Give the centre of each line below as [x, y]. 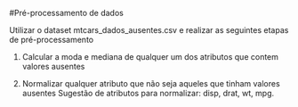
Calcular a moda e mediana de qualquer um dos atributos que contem [150, 57]
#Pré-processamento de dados [67, 13]
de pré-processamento [52, 40]
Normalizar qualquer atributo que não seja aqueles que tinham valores [151, 83]
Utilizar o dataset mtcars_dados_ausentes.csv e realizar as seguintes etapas [149, 30]
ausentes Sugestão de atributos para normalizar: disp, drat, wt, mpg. [148, 93]
